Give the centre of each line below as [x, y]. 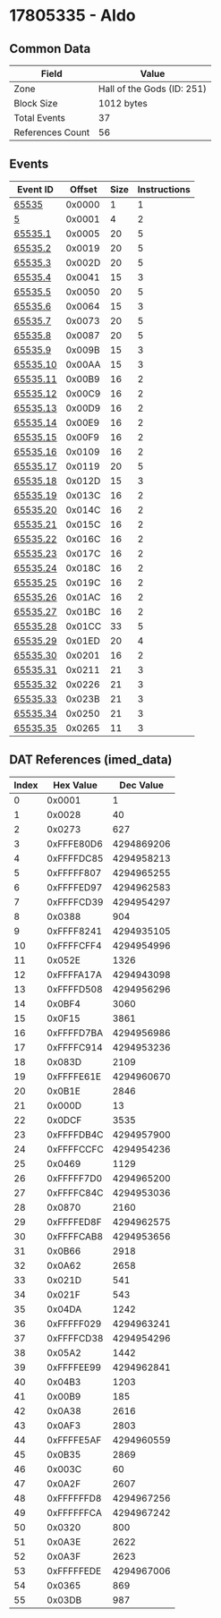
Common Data [50, 49]
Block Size [36, 103]
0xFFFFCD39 [75, 902]
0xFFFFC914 [75, 1047]
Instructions [164, 189]
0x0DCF [64, 1120]
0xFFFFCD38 [75, 1338]
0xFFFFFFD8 [74, 1498]
